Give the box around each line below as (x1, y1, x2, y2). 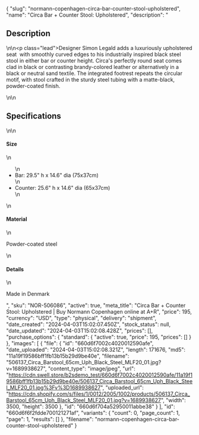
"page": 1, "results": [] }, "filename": (6, 416, 94, 423)
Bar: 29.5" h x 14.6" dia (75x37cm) (14, 171, 99, 179)
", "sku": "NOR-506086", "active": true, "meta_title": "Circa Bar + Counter (6, 302, 186, 309)
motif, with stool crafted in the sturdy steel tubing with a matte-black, (6, 76, 175, 83)
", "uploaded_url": (100, 384, 144, 392)
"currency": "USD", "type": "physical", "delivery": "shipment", (6, 315, 157, 322)
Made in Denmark (6, 290, 50, 298)
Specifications (6, 111, 61, 121)
